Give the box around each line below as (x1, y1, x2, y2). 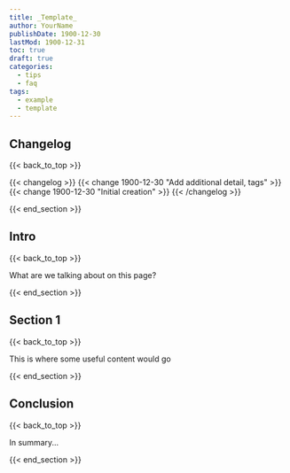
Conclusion (9, 396, 74, 412)
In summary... (9, 437, 59, 447)
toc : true (9, 46, 46, 55)
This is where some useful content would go (9, 353, 171, 364)
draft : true (9, 54, 53, 63)
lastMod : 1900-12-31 (9, 37, 86, 47)
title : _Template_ (9, 12, 77, 22)
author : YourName (9, 21, 74, 30)
